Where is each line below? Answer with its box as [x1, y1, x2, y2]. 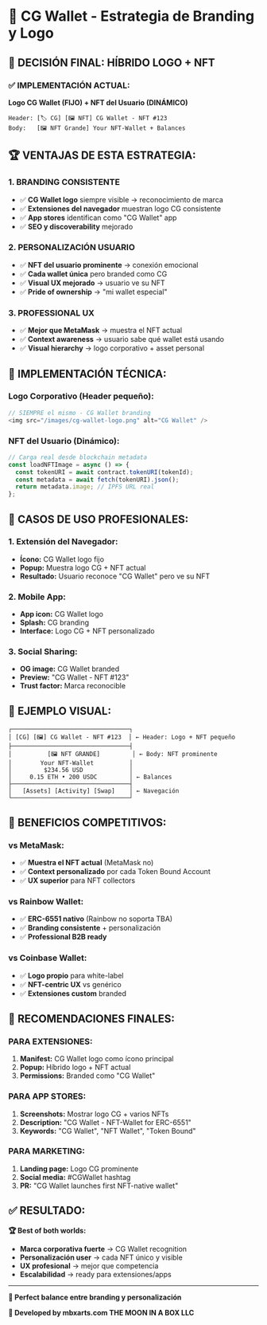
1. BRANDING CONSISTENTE [8, 177, 121, 188]
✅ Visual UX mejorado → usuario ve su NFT [19, 278, 165, 288]
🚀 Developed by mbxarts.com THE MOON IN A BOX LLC [8, 1307, 195, 1317]
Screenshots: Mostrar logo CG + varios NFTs [19, 1109, 169, 1119]
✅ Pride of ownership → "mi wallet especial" [19, 287, 168, 296]
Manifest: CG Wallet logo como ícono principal [19, 1054, 174, 1064]
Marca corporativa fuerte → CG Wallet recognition [19, 1244, 188, 1253]
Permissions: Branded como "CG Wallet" [19, 1071, 156, 1080]
